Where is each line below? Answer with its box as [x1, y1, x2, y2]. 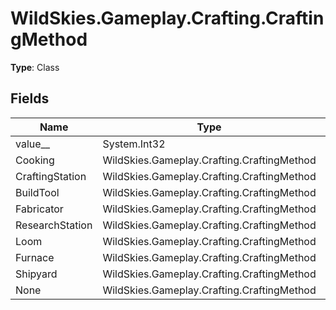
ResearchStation [15, 218, 93, 232]
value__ [15, 137, 51, 151]
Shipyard [15, 267, 58, 281]
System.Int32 [102, 137, 166, 151]
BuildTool [15, 185, 60, 199]
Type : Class [10, 61, 60, 73]
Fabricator [15, 202, 64, 216]
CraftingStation [15, 169, 87, 183]
